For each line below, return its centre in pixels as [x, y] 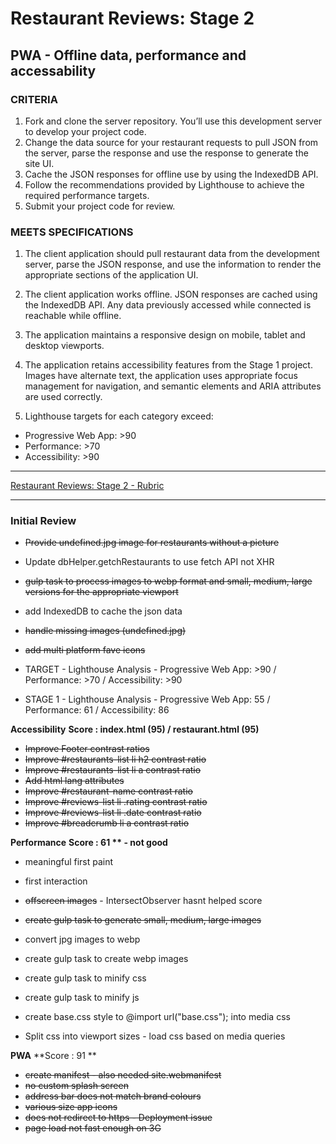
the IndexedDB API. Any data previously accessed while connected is [168, 305]
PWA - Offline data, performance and [128, 55]
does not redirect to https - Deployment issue [118, 1118]
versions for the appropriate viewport [101, 592]
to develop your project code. [85, 131]
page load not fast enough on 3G [93, 1128]
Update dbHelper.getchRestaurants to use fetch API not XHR [149, 562]
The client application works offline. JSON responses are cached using [171, 294]
